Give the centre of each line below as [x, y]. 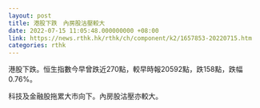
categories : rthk [37, 46]
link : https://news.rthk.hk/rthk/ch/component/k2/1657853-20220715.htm [130, 38]
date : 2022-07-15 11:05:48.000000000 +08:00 [84, 30]
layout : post [30, 16]
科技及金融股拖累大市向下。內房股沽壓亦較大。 [85, 96]
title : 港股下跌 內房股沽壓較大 [57, 23]
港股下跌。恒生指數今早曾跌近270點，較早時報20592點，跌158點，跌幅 [126, 70]
